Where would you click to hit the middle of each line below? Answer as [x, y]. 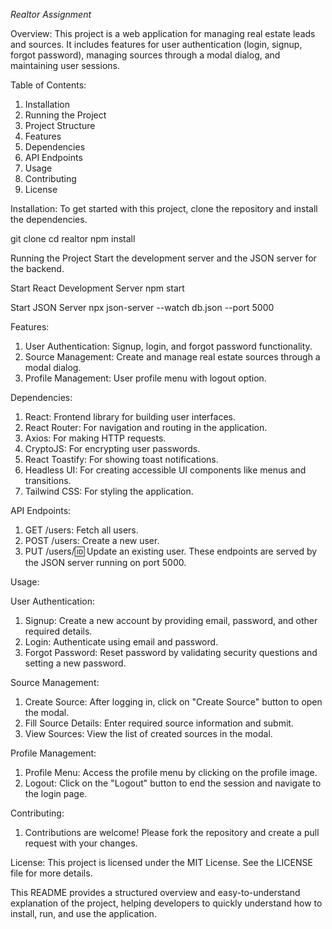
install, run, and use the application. [83, 913]
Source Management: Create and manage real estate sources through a [172, 357]
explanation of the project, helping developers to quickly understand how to [166, 903]
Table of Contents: [48, 85]
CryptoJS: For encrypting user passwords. [112, 448]
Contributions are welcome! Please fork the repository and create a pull [172, 832]
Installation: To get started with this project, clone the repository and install [164, 208]
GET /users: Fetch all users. [81, 530]
